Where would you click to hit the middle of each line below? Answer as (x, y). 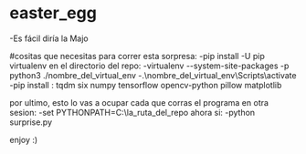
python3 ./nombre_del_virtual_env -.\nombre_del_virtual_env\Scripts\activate (153, 75)
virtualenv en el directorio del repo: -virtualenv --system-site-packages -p (149, 66)
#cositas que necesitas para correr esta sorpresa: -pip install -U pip (137, 56)
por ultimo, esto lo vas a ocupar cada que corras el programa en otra (139, 102)
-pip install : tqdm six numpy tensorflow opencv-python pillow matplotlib (146, 85)
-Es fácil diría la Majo (49, 38)
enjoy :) (24, 139)
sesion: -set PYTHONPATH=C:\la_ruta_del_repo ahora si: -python (132, 112)
